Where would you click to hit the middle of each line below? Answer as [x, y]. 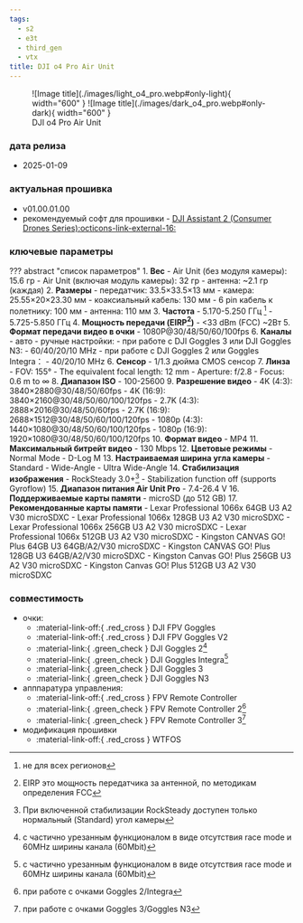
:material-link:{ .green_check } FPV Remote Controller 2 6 [141, 708]
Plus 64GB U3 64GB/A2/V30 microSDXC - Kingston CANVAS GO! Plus [140, 546]
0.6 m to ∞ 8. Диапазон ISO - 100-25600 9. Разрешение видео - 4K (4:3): [151, 381]
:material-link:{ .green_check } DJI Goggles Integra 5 [132, 658]
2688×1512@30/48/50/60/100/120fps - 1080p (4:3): [106, 419]
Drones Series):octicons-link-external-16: [99, 228]
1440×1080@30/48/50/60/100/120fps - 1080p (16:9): [108, 429]
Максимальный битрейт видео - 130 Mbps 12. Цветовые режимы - [141, 448]
